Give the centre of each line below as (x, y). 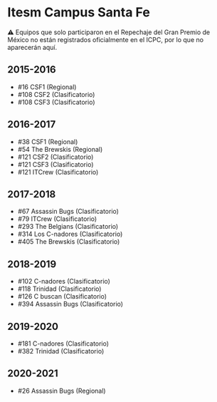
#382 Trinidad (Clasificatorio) (61, 351)
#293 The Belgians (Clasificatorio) (68, 227)
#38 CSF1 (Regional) (48, 141)
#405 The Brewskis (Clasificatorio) (69, 242)
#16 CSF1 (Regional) (47, 87)
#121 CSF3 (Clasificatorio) (55, 164)
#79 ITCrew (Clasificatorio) (57, 219)
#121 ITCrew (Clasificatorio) (58, 172)
